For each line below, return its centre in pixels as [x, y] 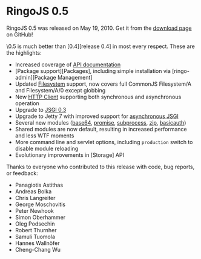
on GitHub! [20, 34]
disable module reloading [47, 148]
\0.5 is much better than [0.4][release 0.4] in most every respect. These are [100, 46]
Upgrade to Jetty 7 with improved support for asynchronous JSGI [97, 116]
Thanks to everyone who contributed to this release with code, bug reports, [100, 167]
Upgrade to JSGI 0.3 [41, 109]
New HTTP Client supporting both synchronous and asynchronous [98, 97]
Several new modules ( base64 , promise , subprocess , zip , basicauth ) [100, 122]
